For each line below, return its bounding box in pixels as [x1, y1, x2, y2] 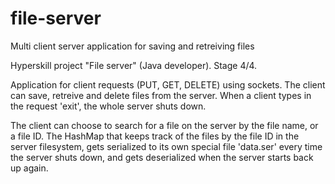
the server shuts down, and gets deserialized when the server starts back [10, 151, 314, 163]
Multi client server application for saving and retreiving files [10, 40, 255, 52]
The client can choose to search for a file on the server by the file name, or [10, 119, 319, 131]
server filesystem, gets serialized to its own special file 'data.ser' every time [10, 140, 323, 152]
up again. [10, 162, 49, 174]
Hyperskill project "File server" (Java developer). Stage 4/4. [10, 59, 258, 71]
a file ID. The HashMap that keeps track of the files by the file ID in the [10, 130, 300, 142]
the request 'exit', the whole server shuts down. [10, 100, 207, 112]
